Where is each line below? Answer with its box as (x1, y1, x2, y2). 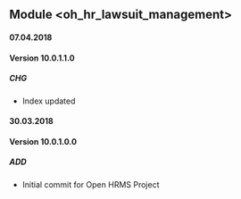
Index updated (21, 95, 76, 106)
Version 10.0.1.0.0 (9, 136, 78, 146)
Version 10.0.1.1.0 (9, 53, 75, 63)
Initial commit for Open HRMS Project (21, 178, 160, 190)
